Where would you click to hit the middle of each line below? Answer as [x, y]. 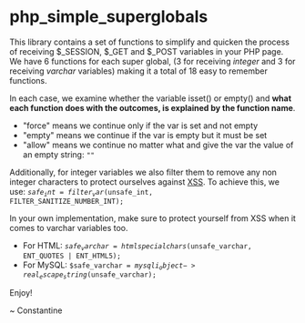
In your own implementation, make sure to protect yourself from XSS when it [152, 218]
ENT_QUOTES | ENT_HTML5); [71, 256]
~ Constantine [36, 310]
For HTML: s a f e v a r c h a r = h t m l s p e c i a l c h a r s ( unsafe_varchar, [137, 246]
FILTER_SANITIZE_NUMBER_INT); [67, 202]
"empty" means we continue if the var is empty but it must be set [145, 135]
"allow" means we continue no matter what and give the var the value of [158, 145]
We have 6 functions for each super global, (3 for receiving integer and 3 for [152, 61]
